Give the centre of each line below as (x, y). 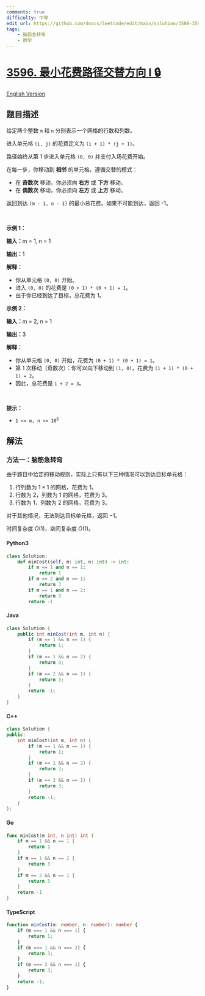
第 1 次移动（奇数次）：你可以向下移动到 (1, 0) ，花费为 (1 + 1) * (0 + (104, 368)
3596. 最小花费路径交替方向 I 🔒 (84, 72)
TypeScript (21, 912)
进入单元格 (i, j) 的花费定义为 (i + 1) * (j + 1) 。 (72, 143)
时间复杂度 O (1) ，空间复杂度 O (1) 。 (50, 529)
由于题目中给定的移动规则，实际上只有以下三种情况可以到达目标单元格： (97, 474)
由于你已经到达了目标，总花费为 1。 (60, 295)
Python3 (17, 543)
